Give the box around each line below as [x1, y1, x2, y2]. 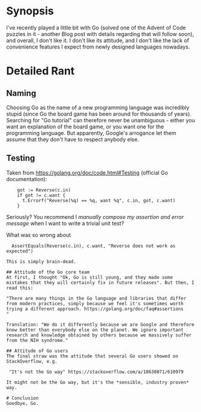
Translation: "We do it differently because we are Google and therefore [6, 321, 195, 327]
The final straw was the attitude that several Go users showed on [6, 353, 179, 359]
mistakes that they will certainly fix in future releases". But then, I [6, 279, 195, 285]
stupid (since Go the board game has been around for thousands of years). [6, 110, 192, 118]
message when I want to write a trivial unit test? [6, 219, 124, 227]
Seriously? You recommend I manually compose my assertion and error [6, 213, 184, 220]
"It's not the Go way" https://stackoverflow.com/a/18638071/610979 [8, 369, 184, 375]
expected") [6, 248, 34, 254]
